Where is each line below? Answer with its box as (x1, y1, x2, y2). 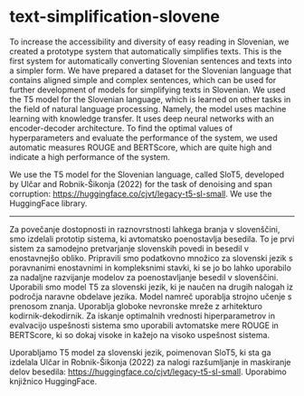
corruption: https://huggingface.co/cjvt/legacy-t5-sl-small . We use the (9, 188, 272, 199)
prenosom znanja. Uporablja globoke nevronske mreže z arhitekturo (9, 300, 263, 311)
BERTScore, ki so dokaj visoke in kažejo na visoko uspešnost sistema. (9, 329, 270, 340)
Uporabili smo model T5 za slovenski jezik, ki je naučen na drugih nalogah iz (9, 281, 294, 292)
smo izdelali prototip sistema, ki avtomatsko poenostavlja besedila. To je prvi (9, 233, 295, 244)
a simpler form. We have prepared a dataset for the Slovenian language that (9, 65, 292, 76)
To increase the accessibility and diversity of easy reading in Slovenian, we (9, 36, 290, 47)
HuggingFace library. (9, 197, 88, 209)
